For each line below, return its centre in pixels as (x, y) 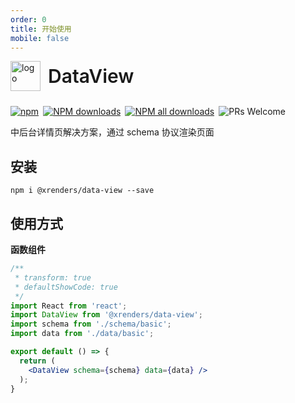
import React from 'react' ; (69, 306)
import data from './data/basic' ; (82, 334)
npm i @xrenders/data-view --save (82, 191)
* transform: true (53, 277)
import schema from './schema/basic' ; (91, 324)
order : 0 (28, 19)
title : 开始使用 (41, 29)
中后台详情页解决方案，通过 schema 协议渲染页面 (112, 132)
